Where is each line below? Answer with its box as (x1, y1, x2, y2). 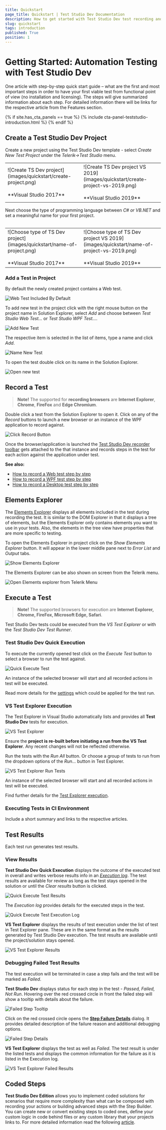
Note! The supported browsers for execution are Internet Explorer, (17, 607, 154, 613)
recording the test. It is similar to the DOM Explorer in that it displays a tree (5, 514, 157, 520)
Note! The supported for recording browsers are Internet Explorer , (17, 396, 156, 402)
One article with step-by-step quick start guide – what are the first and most (5, 83, 160, 89)
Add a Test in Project (5, 274, 56, 281)
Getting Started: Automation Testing (5, 57, 158, 68)
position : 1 (5, 35, 30, 40)
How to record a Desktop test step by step (12, 481, 99, 487)
